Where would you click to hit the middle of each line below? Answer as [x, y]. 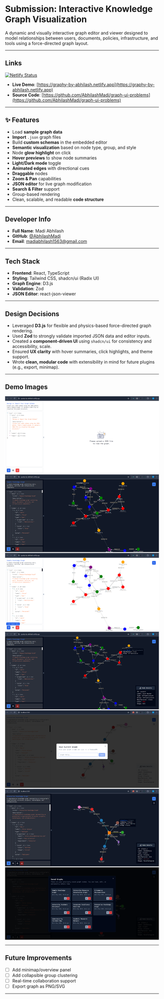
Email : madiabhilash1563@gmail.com [50, 241]
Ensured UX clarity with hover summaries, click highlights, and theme [82, 351]
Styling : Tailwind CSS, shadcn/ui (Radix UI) [56, 278]
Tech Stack [22, 261]
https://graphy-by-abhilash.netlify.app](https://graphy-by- [96, 85]
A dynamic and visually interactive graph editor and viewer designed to [76, 33]
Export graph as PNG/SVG [39, 986]
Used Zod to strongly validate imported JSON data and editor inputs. [81, 336]
